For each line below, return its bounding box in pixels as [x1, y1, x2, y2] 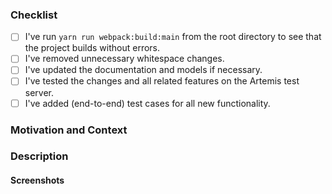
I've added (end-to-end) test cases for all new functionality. [24, 97, 271, 109]
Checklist [10, 8, 58, 22]
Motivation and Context [10, 123, 128, 137]
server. [24, 86, 55, 98]
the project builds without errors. [24, 42, 161, 54]
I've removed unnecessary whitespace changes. [24, 53, 225, 65]
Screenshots [10, 174, 65, 187]
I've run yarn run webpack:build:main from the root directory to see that [24, 31, 322, 43]
